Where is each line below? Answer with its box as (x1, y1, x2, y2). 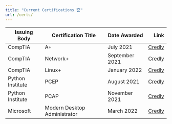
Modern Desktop (45, 104, 85, 111)
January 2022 (107, 66, 142, 73)
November (107, 89, 133, 96)
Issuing (14, 29, 33, 36)
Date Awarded (107, 32, 143, 39)
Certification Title (52, 32, 96, 39)
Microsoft (8, 107, 31, 114)
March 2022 (107, 107, 138, 114)
